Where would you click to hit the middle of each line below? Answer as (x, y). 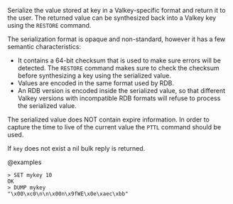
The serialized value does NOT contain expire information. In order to (108, 119)
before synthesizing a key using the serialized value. (94, 75)
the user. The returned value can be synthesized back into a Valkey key (112, 18)
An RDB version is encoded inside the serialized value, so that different (121, 91)
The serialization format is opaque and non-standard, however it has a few (116, 39)
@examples (25, 162)
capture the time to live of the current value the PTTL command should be (114, 127)
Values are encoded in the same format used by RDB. (96, 83)
